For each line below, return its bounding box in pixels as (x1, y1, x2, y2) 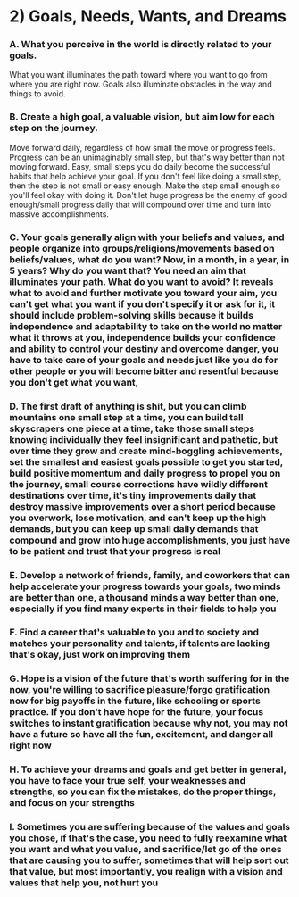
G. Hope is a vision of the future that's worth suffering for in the (9, 672, 290, 685)
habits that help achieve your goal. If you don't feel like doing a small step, (9, 170, 282, 181)
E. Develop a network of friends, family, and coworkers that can (9, 569, 291, 581)
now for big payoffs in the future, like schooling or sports (9, 694, 261, 707)
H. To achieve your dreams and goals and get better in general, (9, 763, 287, 776)
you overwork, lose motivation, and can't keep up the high (9, 511, 267, 524)
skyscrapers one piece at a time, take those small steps (9, 422, 255, 435)
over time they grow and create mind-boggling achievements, (9, 444, 283, 457)
